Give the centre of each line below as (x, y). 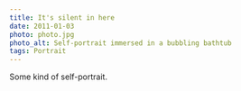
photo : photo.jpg (42, 34)
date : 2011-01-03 (42, 26)
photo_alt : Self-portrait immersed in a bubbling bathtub (120, 43)
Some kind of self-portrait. (59, 77)
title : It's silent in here (62, 18)
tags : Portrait (38, 51)
